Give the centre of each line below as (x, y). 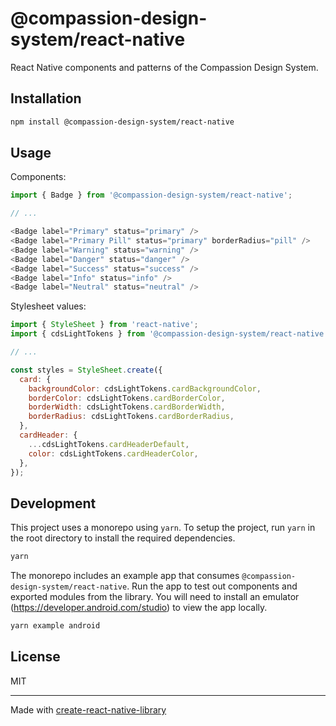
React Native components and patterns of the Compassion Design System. (164, 67)
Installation (46, 98)
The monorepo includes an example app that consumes (125, 576)
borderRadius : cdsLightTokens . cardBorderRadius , (131, 417)
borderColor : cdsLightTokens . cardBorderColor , (127, 398)
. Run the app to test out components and (212, 586)
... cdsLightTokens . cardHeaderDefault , (109, 444)
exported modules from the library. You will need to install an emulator (155, 597)
